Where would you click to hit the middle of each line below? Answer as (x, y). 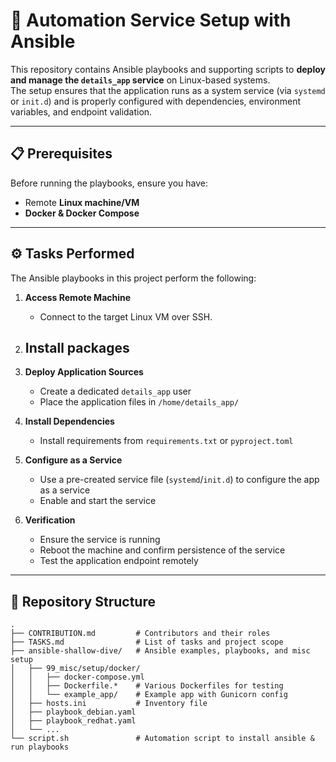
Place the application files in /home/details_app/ (139, 402)
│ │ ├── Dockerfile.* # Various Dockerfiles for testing (147, 686)
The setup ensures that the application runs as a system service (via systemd (168, 90)
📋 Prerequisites (61, 154)
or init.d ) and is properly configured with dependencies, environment (156, 101)
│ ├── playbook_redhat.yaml (73, 721)
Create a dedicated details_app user (115, 391)
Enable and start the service (98, 501)
